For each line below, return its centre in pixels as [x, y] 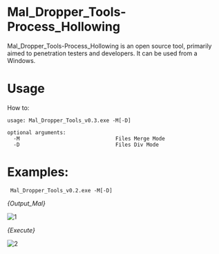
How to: [18, 107]
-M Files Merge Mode [89, 138]
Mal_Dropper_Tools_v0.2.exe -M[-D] [61, 190]
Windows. [21, 60]
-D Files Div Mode [86, 145]
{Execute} [21, 230]
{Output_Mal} [27, 203]
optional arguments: [37, 132]
